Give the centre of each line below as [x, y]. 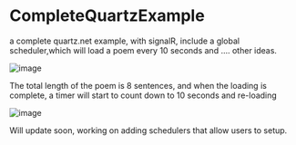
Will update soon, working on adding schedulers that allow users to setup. [148, 130]
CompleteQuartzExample [107, 16]
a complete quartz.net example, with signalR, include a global [124, 41]
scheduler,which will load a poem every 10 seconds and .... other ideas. [143, 50]
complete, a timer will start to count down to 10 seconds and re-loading [143, 95]
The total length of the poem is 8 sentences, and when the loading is [138, 85]
